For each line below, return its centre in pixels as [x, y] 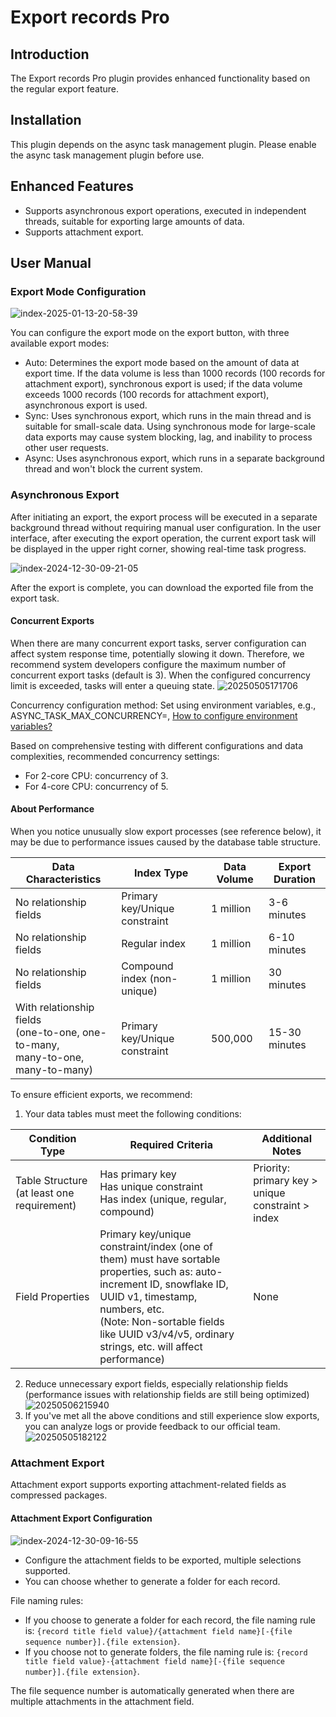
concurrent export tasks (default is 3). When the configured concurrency [160, 675]
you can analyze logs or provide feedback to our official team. [152, 1427]
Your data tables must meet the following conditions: [133, 1114]
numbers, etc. [132, 1309]
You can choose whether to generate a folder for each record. [152, 1581]
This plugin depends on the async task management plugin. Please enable [163, 144]
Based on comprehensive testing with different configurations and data [157, 745]
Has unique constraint [151, 1187]
